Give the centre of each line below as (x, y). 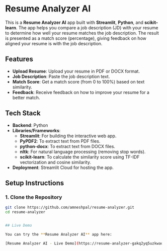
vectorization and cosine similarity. (55, 162)
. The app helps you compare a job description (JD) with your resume (87, 27)
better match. (26, 97)
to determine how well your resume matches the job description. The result (82, 33)
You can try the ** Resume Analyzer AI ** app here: (59, 234)
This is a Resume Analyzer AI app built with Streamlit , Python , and (74, 22)
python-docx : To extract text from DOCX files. (67, 146)
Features (19, 59)
